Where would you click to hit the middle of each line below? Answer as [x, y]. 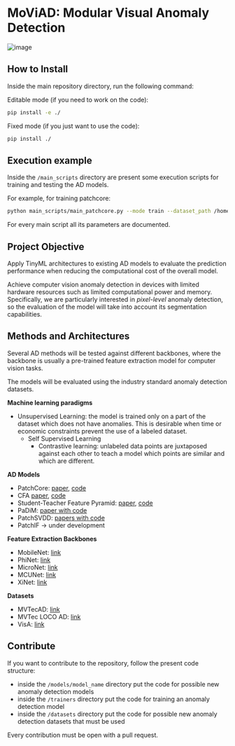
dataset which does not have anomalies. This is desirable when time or [119, 423]
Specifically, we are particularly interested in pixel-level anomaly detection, [115, 299]
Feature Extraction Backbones [52, 539]
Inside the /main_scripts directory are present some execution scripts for [113, 177]
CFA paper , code [42, 495]
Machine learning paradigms [50, 402]
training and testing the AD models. [58, 185]
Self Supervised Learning [64, 438]
